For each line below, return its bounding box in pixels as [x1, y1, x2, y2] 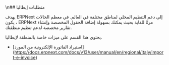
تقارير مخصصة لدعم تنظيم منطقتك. [5, 24, 72, 30]
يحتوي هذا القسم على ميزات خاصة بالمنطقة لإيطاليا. [5, 34, 102, 40]
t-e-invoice [12, 54, 36, 60]
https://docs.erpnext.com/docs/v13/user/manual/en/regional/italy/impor [14, 49, 164, 55]
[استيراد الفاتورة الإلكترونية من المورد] [12, 44, 84, 49]
